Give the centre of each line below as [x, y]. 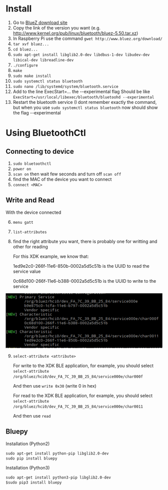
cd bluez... [25, 49]
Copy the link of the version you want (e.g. [57, 27]
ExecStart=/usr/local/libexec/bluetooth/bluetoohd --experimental [83, 97]
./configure [25, 65]
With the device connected [33, 212]
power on [22, 169]
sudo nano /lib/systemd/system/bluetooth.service [66, 86]
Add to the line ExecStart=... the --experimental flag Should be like [81, 91]
